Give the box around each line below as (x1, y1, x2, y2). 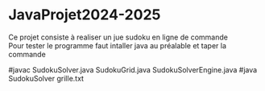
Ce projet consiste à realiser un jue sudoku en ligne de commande (8, 32, 228, 42)
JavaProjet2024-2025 (8, 6, 161, 24)
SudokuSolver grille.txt (8, 73, 85, 83)
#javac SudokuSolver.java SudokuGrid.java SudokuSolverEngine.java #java (8, 64, 258, 74)
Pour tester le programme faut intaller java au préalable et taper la (8, 40, 227, 50)
